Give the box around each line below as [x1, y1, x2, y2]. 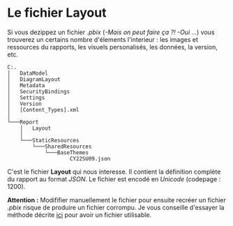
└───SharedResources [32, 143, 92, 150]
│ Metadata [7, 82, 45, 89]
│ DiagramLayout [7, 75, 61, 83]
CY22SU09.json [69, 155, 111, 162]
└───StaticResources [20, 137, 80, 144]
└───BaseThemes [44, 149, 89, 156]
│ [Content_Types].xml [7, 106, 80, 113]
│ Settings [7, 94, 45, 101]
